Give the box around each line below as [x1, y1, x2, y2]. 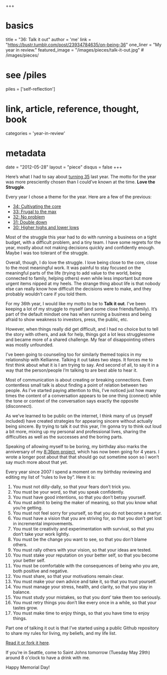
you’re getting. [12, 505, 43, 510]
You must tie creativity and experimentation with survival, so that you [12, 526, 154, 532]
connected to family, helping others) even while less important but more [5, 275, 153, 281]
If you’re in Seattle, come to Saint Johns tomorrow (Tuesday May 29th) [5, 649, 151, 655]
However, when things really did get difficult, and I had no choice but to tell [5, 326, 159, 332]
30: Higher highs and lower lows [12, 224, 79, 230]
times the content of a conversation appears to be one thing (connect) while [5, 393, 161, 398]
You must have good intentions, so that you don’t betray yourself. [12, 494, 146, 500]
